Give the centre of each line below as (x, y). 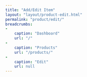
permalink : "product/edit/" (35, 19)
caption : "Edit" (32, 62)
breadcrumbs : (19, 24)
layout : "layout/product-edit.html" (44, 15)
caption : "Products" (36, 48)
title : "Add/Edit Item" (30, 10)
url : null (25, 66)
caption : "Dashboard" (37, 33)
